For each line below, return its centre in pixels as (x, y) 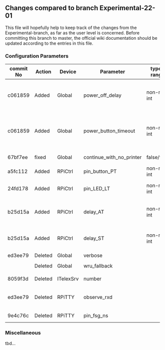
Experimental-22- (127, 8)
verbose (93, 256)
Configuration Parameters (37, 56)
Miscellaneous (23, 333)
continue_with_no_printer (112, 158)
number (92, 279)
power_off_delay (102, 95)
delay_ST (94, 239)
